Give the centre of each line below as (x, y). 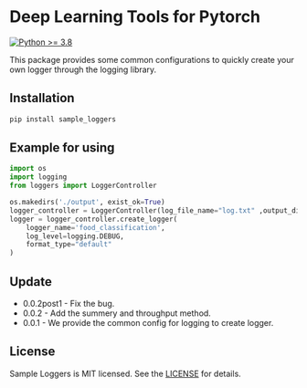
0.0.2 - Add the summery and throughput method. (117, 313)
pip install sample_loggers (63, 119)
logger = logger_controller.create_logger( (94, 219)
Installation (42, 98)
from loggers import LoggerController (83, 186)
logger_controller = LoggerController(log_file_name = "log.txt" (132, 210)
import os (28, 169)
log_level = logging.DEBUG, (75, 236)
